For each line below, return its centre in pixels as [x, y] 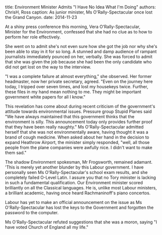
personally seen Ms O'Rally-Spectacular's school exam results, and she [76, 172]
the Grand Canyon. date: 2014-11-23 [41, 17]
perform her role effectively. [33, 37]
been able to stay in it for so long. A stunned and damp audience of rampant [81, 51]
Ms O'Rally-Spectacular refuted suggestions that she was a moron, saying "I [81, 222]
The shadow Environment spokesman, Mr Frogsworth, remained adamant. [79, 162]
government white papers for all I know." [45, 97]
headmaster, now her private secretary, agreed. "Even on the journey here [79, 81]
